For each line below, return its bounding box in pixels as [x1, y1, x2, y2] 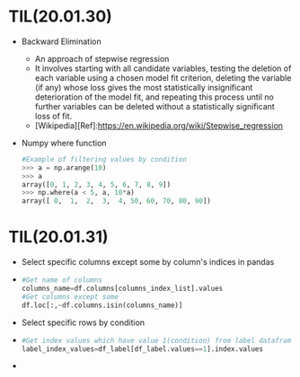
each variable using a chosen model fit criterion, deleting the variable [34, 72, 292, 83]
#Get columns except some [21, 292, 119, 302]
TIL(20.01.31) [8, 227, 109, 248]
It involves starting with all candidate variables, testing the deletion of [34, 63, 292, 74]
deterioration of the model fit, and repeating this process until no [34, 92, 275, 102]
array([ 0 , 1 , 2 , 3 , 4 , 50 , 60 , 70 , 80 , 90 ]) [21, 197, 212, 206]
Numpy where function [21, 137, 107, 148]
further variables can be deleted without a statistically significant [34, 101, 275, 111]
